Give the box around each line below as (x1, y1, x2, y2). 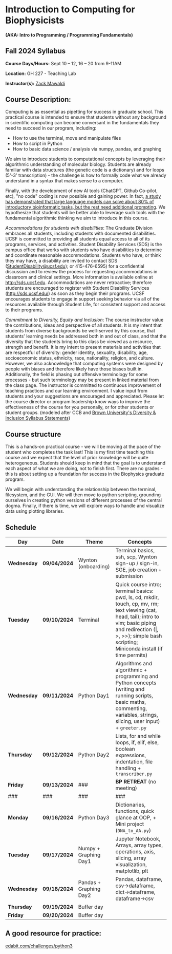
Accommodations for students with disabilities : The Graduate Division (5, 225, 153, 231)
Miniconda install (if (115, 645, 163, 652)
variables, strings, (115, 712, 158, 719)
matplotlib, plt (115, 867, 148, 874)
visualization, (115, 861, 147, 868)
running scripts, (115, 692, 154, 699)
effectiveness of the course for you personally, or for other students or (5, 404, 155, 410)
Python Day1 (78, 692, 110, 699)
